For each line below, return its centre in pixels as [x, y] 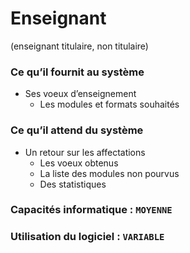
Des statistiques [73, 184]
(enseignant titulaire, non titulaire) [79, 46]
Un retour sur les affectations [85, 152]
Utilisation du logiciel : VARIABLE [87, 237]
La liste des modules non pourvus [109, 173]
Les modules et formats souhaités [109, 104]
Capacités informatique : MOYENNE [91, 210]
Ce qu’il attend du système [77, 130]
